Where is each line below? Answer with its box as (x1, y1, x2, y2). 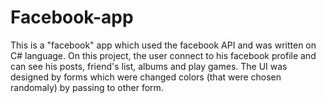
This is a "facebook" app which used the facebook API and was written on (10, 39, 317, 51)
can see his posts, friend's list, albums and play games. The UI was (10, 60, 288, 72)
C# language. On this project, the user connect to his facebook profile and (10, 49, 317, 61)
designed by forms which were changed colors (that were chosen (10, 71, 282, 83)
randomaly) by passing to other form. (10, 81, 164, 93)
